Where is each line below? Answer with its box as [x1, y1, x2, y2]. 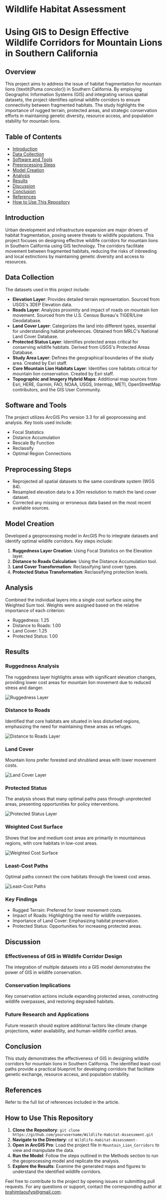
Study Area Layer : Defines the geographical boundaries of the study [12, 354, 154, 361]
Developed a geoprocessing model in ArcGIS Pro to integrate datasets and [5, 533, 158, 539]
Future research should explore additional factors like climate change [5, 1022, 147, 1028]
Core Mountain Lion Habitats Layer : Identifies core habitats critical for [12, 365, 158, 371]
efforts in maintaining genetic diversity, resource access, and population [5, 113, 154, 119]
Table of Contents [5, 133, 62, 141]
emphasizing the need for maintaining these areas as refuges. [5, 723, 133, 729]
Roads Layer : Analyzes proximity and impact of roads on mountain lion [12, 307, 159, 313]
